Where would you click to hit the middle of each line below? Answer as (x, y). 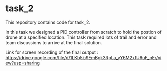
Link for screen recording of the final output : (52, 52)
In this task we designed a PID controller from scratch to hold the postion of (83, 32)
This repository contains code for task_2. (48, 22)
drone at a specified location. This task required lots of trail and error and (81, 37)
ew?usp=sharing (23, 63)
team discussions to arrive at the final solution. (54, 42)
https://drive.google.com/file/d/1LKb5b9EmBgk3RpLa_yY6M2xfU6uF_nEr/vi (83, 57)
